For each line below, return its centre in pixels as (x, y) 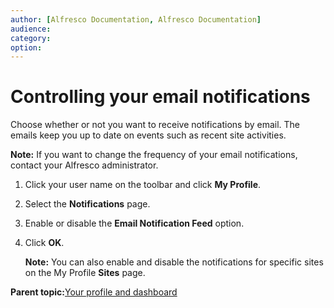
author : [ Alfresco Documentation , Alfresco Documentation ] (136, 19)
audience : (31, 29)
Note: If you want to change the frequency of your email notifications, (154, 155)
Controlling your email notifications (160, 97)
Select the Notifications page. (87, 204)
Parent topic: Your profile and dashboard (94, 292)
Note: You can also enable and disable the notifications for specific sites (174, 262)
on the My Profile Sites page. (85, 273)
